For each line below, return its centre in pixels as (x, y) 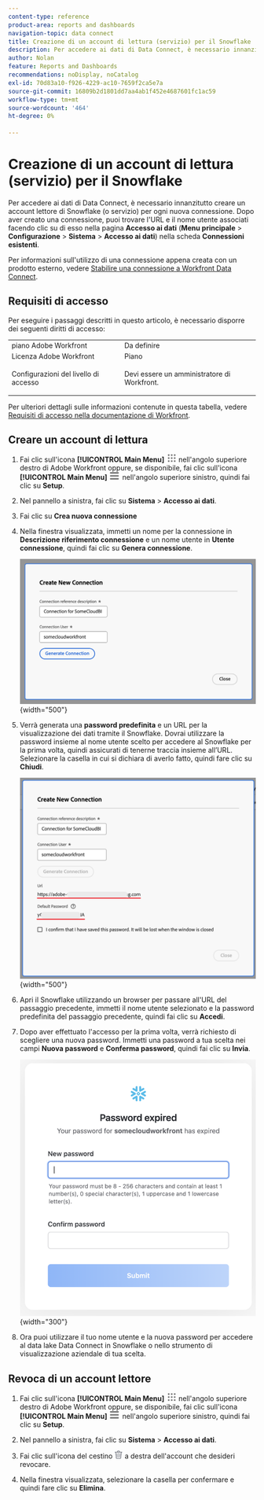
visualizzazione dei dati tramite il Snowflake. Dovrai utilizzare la (122, 733)
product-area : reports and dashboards (71, 25)
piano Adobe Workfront (49, 345)
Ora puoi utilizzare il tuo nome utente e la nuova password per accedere (136, 1337)
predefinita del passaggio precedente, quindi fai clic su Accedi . (122, 1017)
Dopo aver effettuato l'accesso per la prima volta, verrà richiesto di (128, 1032)
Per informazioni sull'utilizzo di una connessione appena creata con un (123, 260)
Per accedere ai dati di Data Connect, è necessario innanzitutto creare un (127, 203)
